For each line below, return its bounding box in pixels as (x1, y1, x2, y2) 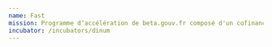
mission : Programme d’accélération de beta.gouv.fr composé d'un (8, 19, 233, 27)
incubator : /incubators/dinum (8, 26, 111, 34)
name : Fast (8, 11, 45, 20)
